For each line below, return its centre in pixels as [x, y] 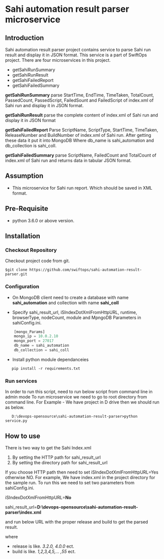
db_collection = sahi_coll [42, 350]
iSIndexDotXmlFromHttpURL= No [38, 498]
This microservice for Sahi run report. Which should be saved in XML [82, 188]
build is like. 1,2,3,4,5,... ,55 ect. [44, 552]
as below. [15, 407]
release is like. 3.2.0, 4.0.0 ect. [43, 546]
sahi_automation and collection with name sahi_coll [66, 303]
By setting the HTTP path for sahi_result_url [56, 457]
